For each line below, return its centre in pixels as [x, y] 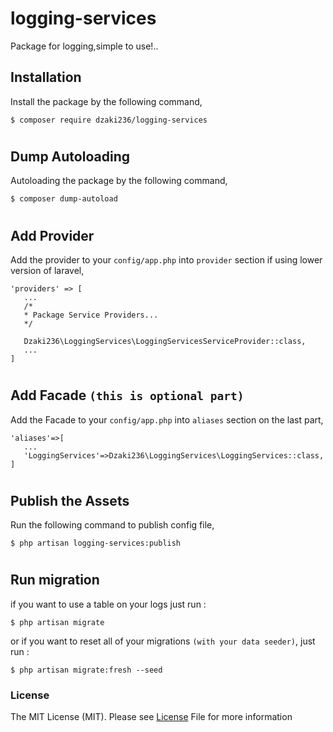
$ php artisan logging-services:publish [96, 543]
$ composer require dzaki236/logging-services [109, 120]
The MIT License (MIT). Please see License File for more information [151, 717]
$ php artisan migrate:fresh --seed [86, 670]
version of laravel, [47, 270]
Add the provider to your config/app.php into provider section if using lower [166, 259]
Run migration [55, 580]
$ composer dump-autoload [64, 199]
